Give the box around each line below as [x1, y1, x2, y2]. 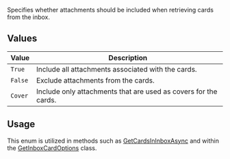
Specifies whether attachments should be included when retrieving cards [7, 6, 214, 14]
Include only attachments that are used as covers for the [36, 87, 218, 96]
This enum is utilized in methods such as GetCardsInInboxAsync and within [7, 136, 219, 145]
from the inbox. [7, 13, 50, 21]
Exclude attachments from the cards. [36, 75, 155, 85]
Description [108, 53, 148, 62]
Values [7, 33, 38, 44]
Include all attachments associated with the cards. [36, 64, 197, 74]
